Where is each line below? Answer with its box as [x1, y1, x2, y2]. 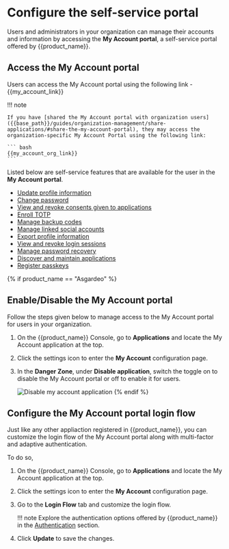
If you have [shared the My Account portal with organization [7, 114, 188, 121]
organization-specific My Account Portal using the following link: [7, 132, 206, 138]
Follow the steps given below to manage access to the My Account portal [7, 313, 214, 321]
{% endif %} [113, 387, 149, 395]
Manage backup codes [16, 217, 82, 225]
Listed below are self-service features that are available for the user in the [7, 168, 215, 176]
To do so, [7, 454, 33, 462]
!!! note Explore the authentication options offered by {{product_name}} [16, 514, 218, 522]
